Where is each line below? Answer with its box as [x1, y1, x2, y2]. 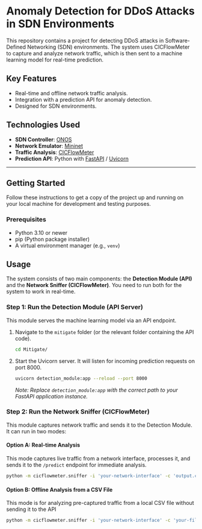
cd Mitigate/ [14, 346, 48, 353]
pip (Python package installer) [14, 235, 90, 243]
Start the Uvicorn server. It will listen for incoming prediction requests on [14, 357, 195, 365]
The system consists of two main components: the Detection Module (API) [6, 275, 192, 282]
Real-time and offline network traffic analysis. [14, 89, 128, 97]
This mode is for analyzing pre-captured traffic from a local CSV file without [6, 500, 194, 507]
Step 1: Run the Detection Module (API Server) [6, 303, 143, 311]
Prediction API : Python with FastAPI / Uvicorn [14, 155, 129, 162]
